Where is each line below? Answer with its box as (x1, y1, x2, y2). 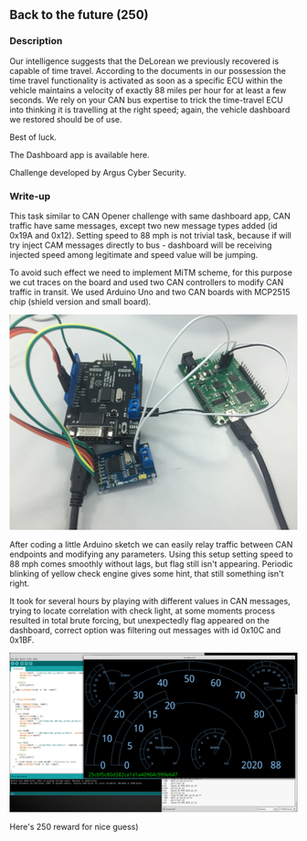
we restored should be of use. (9, 113, 122, 124)
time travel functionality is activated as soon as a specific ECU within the (9, 75, 283, 86)
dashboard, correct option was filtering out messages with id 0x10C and (9, 625, 281, 636)
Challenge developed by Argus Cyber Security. (9, 166, 186, 177)
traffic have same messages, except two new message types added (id (9, 219, 278, 231)
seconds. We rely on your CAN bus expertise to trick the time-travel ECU (9, 94, 283, 105)
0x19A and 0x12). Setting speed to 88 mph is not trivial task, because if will (9, 229, 292, 240)
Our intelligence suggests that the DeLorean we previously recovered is (9, 55, 280, 67)
